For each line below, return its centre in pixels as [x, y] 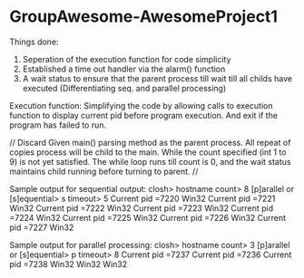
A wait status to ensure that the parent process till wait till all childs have [157, 78]
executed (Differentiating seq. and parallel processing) [124, 88]
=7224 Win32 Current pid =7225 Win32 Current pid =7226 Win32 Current [148, 217]
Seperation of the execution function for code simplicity [127, 59]
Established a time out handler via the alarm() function [124, 69]
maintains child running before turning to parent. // [104, 171]
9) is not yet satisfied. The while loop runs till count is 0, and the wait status [150, 161]
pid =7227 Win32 [42, 227]
